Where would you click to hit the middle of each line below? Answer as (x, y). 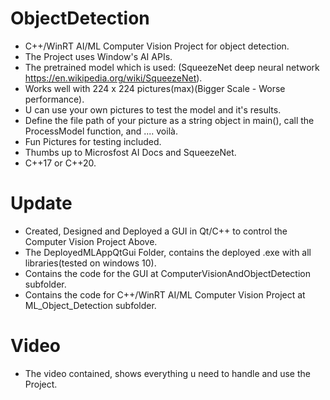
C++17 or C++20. (60, 163)
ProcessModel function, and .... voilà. (101, 131)
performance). (54, 99)
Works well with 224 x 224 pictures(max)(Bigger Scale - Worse (155, 88)
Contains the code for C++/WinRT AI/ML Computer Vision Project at (165, 294)
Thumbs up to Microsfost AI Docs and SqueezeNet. (130, 152)
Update (41, 203)
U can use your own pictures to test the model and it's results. (153, 109)
